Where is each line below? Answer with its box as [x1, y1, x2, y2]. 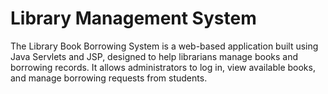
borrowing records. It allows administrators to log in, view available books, [10, 61, 316, 73]
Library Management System [10, 7, 257, 30]
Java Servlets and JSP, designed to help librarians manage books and [10, 50, 299, 62]
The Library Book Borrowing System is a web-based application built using [10, 40, 319, 52]
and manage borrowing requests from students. [10, 72, 208, 84]
